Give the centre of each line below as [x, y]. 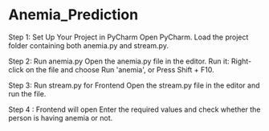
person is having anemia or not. [61, 117]
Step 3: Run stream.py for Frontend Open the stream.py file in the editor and [134, 85]
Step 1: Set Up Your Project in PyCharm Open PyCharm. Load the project [128, 37]
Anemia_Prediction [73, 15]
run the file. [27, 93]
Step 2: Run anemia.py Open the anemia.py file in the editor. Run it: [119, 61]
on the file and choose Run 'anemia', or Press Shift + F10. [120, 69]
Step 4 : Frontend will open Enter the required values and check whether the [134, 109]
